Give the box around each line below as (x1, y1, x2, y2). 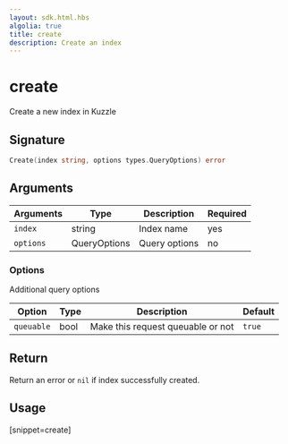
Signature (9, 132, 65, 148)
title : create (9, 30, 63, 38)
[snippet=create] (9, 424, 72, 435)
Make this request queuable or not (89, 320, 234, 332)
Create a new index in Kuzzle (9, 107, 116, 117)
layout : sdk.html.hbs (9, 13, 90, 22)
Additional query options (9, 284, 100, 295)
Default (242, 305, 275, 318)
